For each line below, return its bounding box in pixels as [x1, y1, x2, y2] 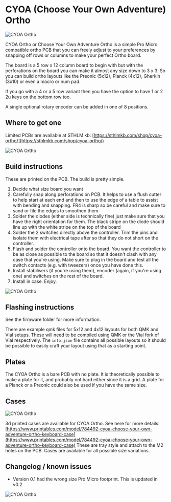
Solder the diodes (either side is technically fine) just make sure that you [12, 213, 165, 219]
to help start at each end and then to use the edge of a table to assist [12, 197, 158, 203]
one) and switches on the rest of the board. [12, 273, 104, 279]
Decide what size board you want [12, 186, 83, 192]
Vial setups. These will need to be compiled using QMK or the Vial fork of [5, 332, 159, 338]
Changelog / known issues [5, 462, 92, 471]
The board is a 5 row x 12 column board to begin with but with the [5, 62, 143, 68]
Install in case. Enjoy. [12, 278, 57, 285]
